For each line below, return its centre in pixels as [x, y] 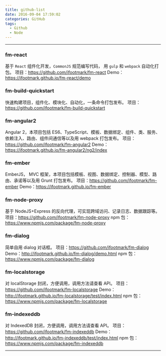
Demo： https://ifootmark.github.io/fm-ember [65, 187]
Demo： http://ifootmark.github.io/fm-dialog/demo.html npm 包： [71, 253]
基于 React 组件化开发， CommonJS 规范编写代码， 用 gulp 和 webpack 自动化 [80, 66]
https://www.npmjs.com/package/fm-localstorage [56, 301]
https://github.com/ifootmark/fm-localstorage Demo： [60, 290]
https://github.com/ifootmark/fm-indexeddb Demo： [59, 332]
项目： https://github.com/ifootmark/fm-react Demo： [69, 72]
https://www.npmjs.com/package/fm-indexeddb [54, 344]
